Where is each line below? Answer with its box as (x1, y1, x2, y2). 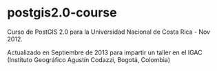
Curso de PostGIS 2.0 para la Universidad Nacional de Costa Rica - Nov (7, 28, 211, 36)
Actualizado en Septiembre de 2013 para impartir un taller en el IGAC (7, 48, 203, 57)
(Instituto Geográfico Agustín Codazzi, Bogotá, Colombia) (7, 55, 171, 63)
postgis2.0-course (7, 5, 117, 21)
